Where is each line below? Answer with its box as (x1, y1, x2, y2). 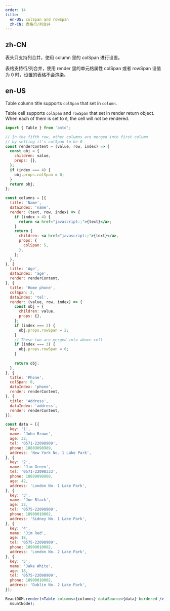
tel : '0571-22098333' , (10, 469, 58, 474)
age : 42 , (10, 478, 28, 484)
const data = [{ (5, 422, 39, 427)
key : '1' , (10, 427, 30, 432)
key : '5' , (10, 559, 30, 564)
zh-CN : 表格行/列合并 (10, 21, 51, 27)
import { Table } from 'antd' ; (5, 125, 71, 130)
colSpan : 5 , (23, 243, 49, 248)
